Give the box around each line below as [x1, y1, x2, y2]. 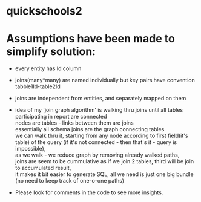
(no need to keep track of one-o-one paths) [15, 177, 125, 184]
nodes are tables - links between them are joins [15, 119, 134, 126]
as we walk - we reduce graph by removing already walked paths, [15, 151, 180, 158]
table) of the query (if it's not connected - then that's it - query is [15, 138, 177, 146]
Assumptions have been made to [6, 32, 176, 46]
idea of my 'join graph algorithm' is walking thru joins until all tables [15, 106, 183, 114]
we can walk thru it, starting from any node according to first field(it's [15, 132, 188, 140]
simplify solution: [6, 45, 96, 59]
